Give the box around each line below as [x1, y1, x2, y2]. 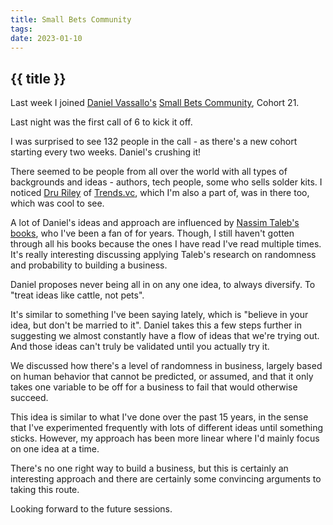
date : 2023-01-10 [10, 33, 83, 43]
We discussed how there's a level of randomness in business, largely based [10, 360, 323, 372]
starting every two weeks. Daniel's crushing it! [10, 146, 202, 158]
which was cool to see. [10, 197, 105, 210]
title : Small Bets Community [10, 14, 132, 25]
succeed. [10, 392, 49, 404]
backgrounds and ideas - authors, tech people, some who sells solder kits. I [10, 176, 323, 188]
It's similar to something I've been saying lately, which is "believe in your [10, 309, 309, 321]
